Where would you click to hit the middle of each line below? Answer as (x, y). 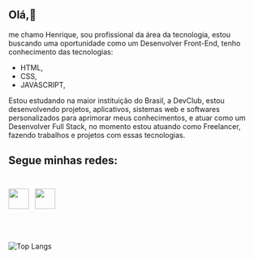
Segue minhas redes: (63, 160)
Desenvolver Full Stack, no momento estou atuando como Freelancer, (125, 126)
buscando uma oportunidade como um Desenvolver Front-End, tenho (125, 43)
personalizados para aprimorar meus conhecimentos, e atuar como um (127, 118)
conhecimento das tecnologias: (61, 52)
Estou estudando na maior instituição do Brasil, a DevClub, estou (116, 100)
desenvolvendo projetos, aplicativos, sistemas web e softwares (114, 109)
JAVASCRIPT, (43, 84)
